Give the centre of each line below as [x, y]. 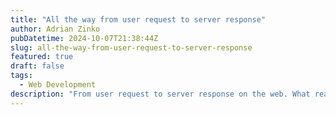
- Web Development [58, 85]
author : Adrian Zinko [55, 29]
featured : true [42, 57]
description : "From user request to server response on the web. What [160, 94]
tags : [21, 76]
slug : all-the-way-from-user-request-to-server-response [131, 47]
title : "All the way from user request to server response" [138, 19]
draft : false [37, 66]
